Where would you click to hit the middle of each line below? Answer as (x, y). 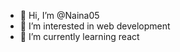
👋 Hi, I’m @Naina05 (59, 15)
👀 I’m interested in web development (95, 26)
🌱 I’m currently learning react (79, 36)
